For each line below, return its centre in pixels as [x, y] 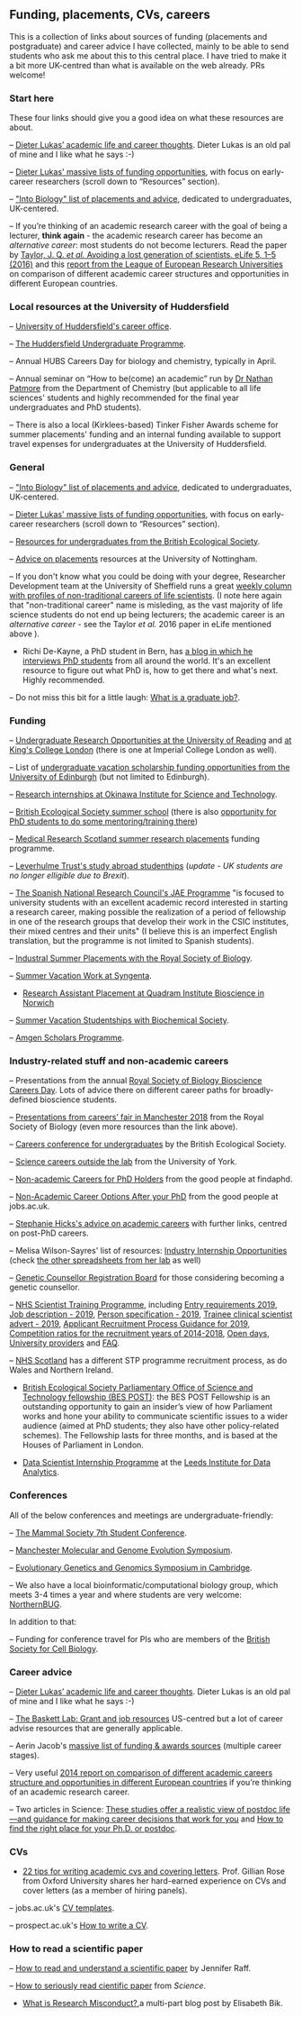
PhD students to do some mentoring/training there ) [104, 821]
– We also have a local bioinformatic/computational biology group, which [144, 1584]
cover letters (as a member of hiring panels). [105, 1891]
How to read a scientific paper [76, 1949]
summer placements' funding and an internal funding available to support [145, 434]
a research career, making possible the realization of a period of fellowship [148, 912]
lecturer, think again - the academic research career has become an [136, 236]
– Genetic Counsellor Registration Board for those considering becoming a [147, 1278]
